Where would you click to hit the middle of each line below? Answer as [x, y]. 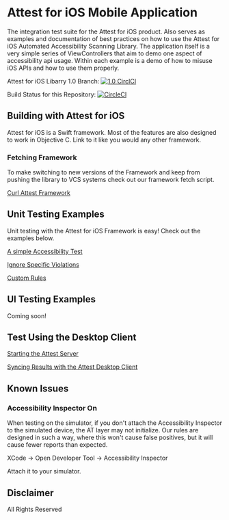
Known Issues [38, 388]
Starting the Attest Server [43, 354]
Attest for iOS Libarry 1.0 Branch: [53, 81]
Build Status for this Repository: [52, 94]
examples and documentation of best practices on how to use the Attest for [113, 38]
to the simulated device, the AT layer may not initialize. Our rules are [103, 430]
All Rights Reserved [35, 509]
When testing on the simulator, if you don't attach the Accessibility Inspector [114, 423]
